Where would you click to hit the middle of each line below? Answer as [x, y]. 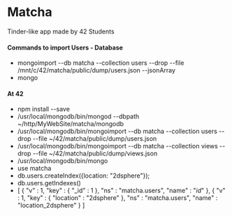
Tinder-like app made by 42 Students [61, 31]
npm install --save [43, 109]
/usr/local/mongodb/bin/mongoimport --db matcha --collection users [117, 131]
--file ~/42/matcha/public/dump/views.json [95, 153]
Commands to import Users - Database [65, 47]
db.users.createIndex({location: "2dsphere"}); [84, 176]
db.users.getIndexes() [49, 183]
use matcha [34, 169]
